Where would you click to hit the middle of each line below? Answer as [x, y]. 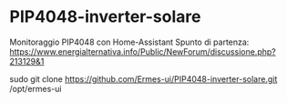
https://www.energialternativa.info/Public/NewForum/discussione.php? [143, 51]
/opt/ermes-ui [36, 88]
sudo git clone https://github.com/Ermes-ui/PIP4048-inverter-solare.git [143, 78]
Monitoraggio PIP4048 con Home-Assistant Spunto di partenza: [129, 42]
